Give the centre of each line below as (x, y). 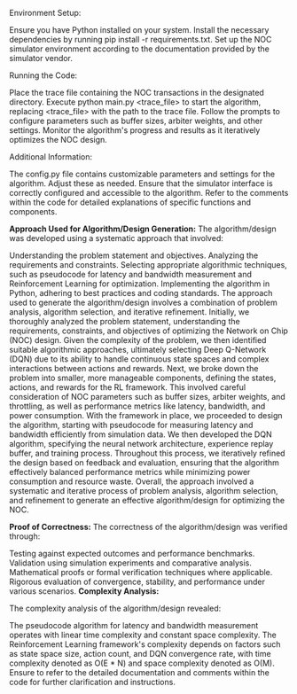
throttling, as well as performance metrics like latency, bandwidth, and (137, 406)
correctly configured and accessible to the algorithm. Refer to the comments (149, 193)
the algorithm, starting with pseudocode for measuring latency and (131, 425)
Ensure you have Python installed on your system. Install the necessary (139, 30)
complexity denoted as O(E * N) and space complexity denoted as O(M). (142, 663)
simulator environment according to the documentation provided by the (140, 49)
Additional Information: (51, 157)
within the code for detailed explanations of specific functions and (130, 202)
